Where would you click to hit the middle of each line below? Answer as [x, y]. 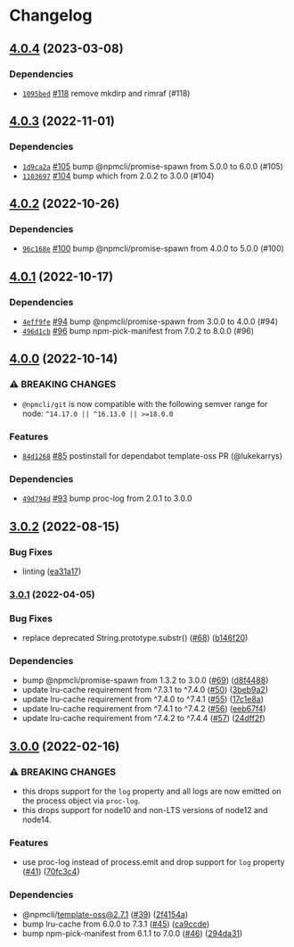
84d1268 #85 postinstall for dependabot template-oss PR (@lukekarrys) [152, 455]
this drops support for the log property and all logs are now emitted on [152, 792]
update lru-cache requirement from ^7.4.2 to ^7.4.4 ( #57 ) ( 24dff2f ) [143, 719]
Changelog [51, 16]
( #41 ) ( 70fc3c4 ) [51, 872]
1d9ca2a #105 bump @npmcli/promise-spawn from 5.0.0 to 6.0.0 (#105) [152, 166]
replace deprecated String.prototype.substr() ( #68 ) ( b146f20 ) [135, 638]
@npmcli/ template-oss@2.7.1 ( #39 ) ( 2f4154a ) [105, 914]
